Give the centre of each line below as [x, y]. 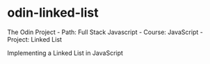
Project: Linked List [35, 39]
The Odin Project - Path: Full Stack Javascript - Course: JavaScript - [105, 32]
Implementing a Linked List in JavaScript [65, 53]
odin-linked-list [53, 13]
